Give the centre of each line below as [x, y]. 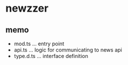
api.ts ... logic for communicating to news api [68, 50]
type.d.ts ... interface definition [51, 56]
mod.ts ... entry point [39, 44]
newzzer [27, 8]
